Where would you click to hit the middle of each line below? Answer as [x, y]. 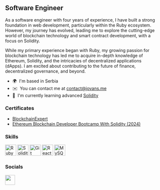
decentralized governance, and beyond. [45, 71]
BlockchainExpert [30, 119]
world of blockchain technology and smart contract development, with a [78, 35]
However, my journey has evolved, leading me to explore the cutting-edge [80, 30]
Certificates [20, 108]
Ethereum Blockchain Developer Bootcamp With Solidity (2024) [76, 124]
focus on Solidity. [23, 41]
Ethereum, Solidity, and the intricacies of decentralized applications [73, 60]
